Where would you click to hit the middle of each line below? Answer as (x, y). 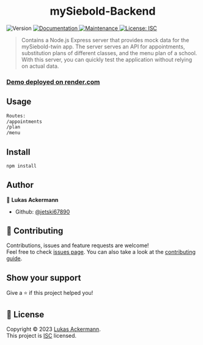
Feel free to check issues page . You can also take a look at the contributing (101, 252)
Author (20, 185)
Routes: (16, 116)
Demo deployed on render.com (53, 82)
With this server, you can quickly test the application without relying (107, 59)
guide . (14, 259)
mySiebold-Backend (103, 11)
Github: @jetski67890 (42, 212)
